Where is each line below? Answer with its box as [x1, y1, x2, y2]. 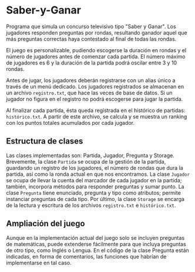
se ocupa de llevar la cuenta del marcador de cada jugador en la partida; [6, 176, 182, 183]
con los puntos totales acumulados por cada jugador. [6, 119, 135, 126]
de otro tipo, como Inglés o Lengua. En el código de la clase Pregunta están [6, 247, 189, 254]
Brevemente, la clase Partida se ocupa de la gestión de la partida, [6, 158, 166, 165]
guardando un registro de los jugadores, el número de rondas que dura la [6, 164, 183, 171]
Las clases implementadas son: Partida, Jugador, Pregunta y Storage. [6, 152, 174, 159]
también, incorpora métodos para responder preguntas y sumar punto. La [6, 183, 184, 190]
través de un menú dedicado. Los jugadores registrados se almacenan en [6, 83, 184, 90]
